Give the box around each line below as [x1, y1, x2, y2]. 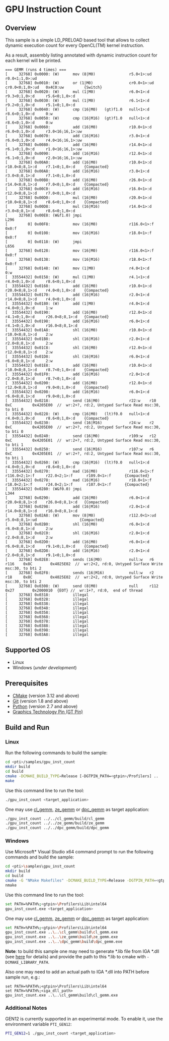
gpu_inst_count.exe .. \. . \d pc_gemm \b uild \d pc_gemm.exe [5, 939, 123, 944]
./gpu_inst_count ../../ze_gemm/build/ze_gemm [5, 821, 105, 826]
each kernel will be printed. [5, 57, 62, 64]
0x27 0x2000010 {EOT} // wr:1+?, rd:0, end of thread [5, 588, 143, 593]
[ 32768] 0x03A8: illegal [5, 632, 89, 637]
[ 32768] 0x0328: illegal [5, 597, 89, 602]
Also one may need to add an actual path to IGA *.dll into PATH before [5, 969, 149, 975]
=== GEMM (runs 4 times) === [5, 67, 66, 72]
